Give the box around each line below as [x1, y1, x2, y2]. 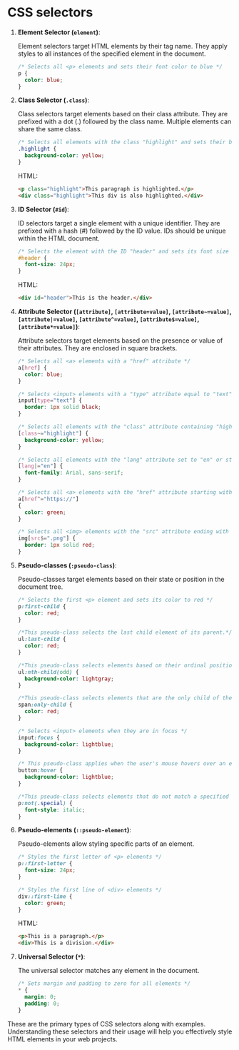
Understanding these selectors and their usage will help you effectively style [7, 1027, 233, 1036]
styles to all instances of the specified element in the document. [17, 49, 206, 58]
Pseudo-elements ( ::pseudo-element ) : [17, 826, 132, 834]
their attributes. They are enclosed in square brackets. [17, 344, 178, 353]
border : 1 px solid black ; [24, 404, 102, 411]
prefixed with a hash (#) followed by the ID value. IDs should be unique [17, 226, 226, 235]
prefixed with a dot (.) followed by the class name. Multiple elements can [17, 117, 232, 126]
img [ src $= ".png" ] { [17, 535, 76, 542]
